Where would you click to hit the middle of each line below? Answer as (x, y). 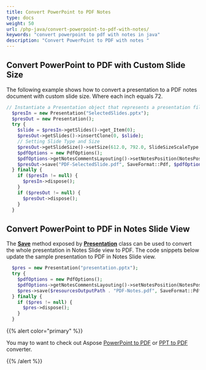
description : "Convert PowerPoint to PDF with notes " (78, 40)
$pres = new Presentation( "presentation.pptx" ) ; (75, 268)
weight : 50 (20, 23)
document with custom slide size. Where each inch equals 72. (85, 96)
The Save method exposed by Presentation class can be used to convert (99, 244)
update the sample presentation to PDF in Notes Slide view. (81, 257)
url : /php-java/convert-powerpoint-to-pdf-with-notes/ (78, 29)
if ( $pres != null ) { (45, 302)
